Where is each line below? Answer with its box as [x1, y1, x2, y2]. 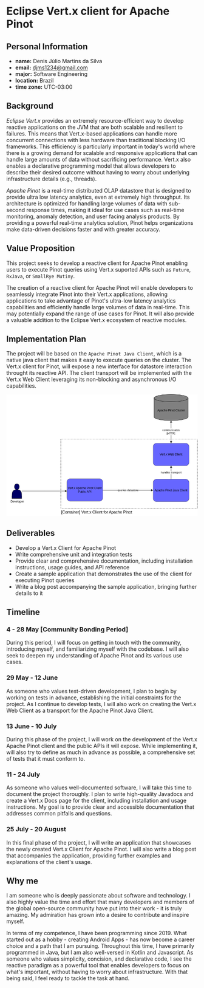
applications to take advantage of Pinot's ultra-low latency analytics [6, 297, 176, 304]
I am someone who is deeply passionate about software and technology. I [6, 892, 191, 899]
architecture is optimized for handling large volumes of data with [6, 199, 168, 207]
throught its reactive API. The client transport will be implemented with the [6, 369, 192, 377]
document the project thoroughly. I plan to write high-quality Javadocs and [6, 791, 194, 798]
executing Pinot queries [15, 576, 75, 584]
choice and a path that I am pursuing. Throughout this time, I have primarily [6, 942, 194, 950]
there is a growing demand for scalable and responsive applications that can [6, 149, 197, 156]
